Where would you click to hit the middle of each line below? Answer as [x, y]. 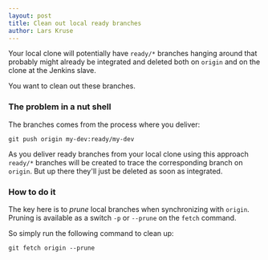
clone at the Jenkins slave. [52, 71]
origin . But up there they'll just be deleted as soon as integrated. [116, 171]
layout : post [30, 16]
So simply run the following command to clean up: [91, 233]
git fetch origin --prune [51, 248]
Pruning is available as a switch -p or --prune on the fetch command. [122, 217]
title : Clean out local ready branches [75, 23]
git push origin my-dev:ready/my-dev [71, 139]
